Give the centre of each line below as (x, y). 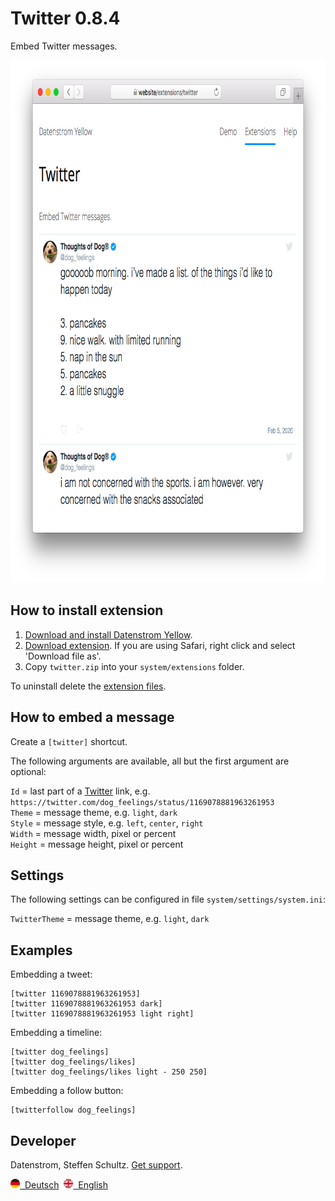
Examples (41, 950)
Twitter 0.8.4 (65, 18)
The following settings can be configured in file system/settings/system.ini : (168, 899)
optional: (28, 771)
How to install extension (87, 610)
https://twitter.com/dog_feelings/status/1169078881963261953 (142, 802)
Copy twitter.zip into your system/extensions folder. (134, 666)
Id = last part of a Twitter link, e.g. (80, 791)
